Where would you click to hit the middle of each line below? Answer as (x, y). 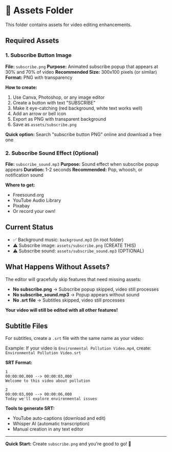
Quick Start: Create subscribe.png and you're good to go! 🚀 (68, 444)
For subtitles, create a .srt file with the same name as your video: (75, 338)
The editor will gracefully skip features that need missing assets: (73, 279)
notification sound (24, 175)
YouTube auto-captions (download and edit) (59, 418)
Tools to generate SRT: (30, 408)
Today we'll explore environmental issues (51, 399)
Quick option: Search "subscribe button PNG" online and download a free (83, 134)
